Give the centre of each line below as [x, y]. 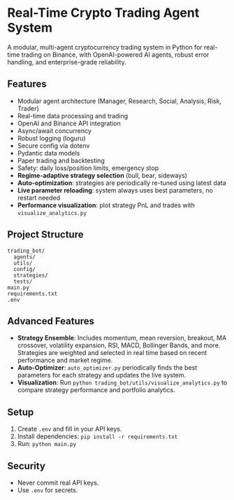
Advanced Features [51, 321]
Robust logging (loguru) [51, 138]
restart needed [39, 197]
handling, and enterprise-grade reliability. [67, 62]
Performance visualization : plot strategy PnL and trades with [106, 205]
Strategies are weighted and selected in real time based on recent [112, 353]
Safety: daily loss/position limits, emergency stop [88, 168]
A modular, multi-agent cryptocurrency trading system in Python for [105, 47]
